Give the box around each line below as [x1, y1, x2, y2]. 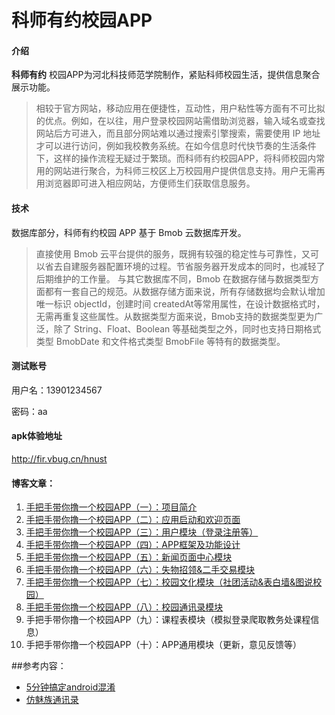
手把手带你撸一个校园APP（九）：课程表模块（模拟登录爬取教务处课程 [25, 614, 311, 626]
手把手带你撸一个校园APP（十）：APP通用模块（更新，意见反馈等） [25, 639, 302, 651]
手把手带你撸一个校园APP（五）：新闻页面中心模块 [25, 551, 233, 563]
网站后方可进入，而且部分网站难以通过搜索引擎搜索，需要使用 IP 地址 [35, 127, 321, 140]
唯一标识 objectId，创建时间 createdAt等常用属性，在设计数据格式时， [35, 297, 326, 310]
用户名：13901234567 [11, 384, 103, 396]
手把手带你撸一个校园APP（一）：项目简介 [25, 501, 198, 513]
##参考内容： [11, 660, 67, 672]
